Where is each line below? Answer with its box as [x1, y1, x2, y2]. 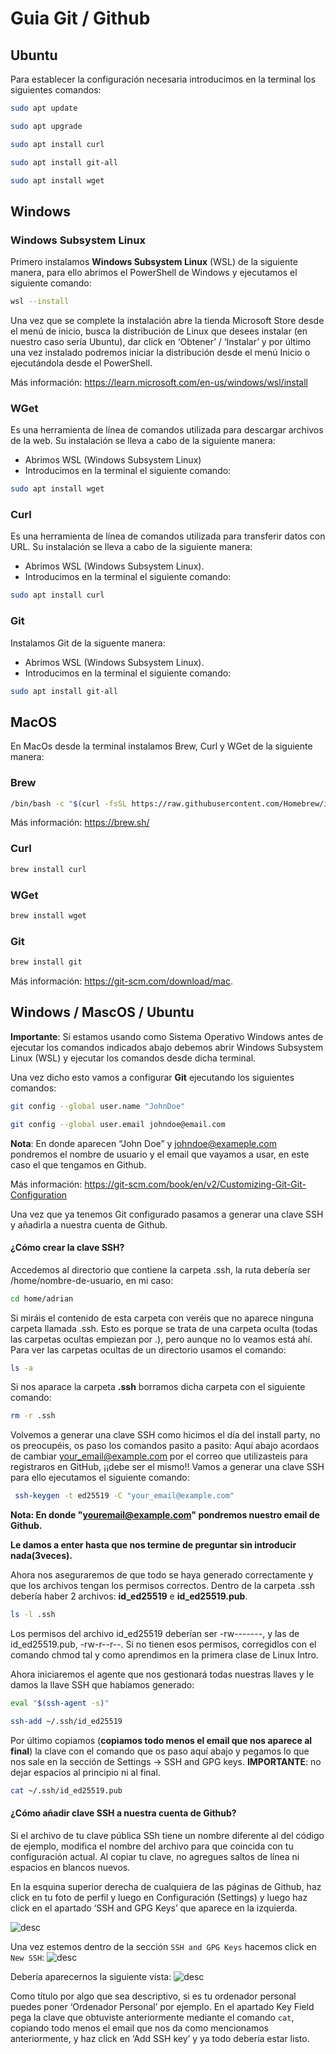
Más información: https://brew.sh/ [10, 817, 150, 829]
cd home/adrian [10, 1293, 74, 1304]
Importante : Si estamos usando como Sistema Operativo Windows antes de [10, 1030, 324, 1042]
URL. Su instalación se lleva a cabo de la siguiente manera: [10, 541, 253, 553]
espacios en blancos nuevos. [10, 1861, 131, 1873]
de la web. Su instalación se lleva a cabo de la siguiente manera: [10, 435, 276, 447]
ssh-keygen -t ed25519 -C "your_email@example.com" [14, 1491, 235, 1501]
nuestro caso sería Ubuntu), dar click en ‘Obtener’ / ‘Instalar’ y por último [10, 335, 312, 347]
